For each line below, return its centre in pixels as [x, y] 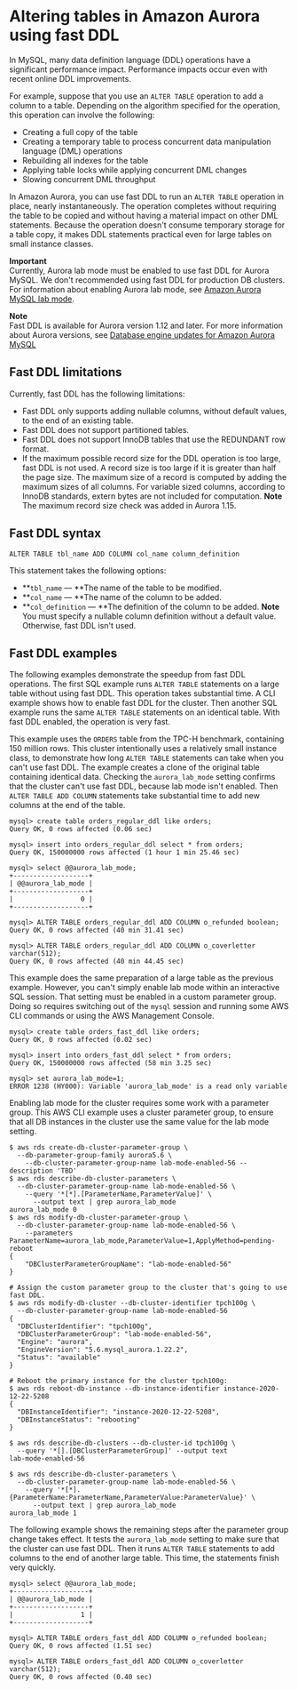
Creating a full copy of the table [80, 132]
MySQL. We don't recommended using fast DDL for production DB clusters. [147, 280]
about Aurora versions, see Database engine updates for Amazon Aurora [142, 334]
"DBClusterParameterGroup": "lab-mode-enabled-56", [115, 1334]
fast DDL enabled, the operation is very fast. [90, 722]
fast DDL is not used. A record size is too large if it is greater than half [149, 468]
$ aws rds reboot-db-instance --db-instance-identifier [114, 1389]
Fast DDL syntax [55, 534]
